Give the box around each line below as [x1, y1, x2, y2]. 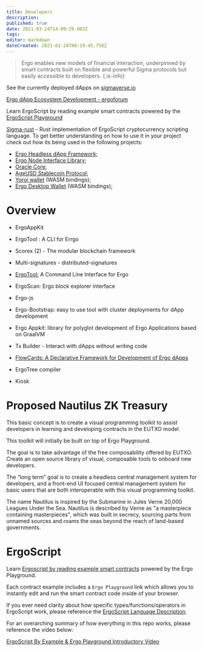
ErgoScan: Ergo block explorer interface [15, 282, 115, 290]
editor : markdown [6, 37, 50, 43]
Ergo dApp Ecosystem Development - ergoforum [6, 95, 128, 103]
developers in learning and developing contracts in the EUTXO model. [6, 425, 181, 432]
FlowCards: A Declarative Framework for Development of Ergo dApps [15, 354, 189, 361]
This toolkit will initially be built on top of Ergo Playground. [6, 437, 151, 444]
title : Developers [6, 8, 53, 15]
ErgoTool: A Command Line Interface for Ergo [15, 270, 129, 278]
